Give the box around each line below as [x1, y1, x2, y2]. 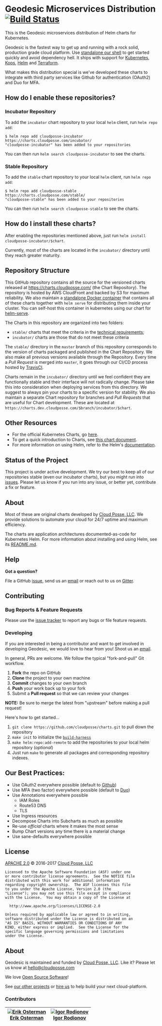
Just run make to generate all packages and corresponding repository [12, 750, 149, 755]
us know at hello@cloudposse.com [5, 965, 75, 971]
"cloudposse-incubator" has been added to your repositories [5, 142, 131, 147]
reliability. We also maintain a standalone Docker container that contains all [5, 295, 154, 301]
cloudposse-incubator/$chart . [5, 238, 65, 243]
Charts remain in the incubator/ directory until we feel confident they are [5, 374, 150, 379]
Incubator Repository [5, 108, 56, 115]
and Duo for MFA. [5, 79, 40, 85]
